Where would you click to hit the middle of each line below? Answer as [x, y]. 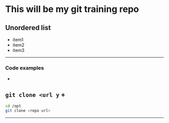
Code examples [25, 67]
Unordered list [28, 28]
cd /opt [13, 106]
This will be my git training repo [72, 9]
